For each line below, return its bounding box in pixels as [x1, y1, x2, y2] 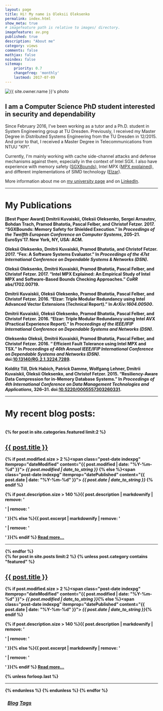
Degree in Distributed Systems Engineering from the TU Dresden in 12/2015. [5, 133, 157, 139]
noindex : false [5, 57, 36, 62]
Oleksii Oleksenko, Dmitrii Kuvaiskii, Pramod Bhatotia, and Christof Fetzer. [5, 246, 158, 252]
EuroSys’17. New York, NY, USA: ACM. [5, 237, 83, 243]
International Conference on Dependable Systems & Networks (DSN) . [5, 256, 149, 262]
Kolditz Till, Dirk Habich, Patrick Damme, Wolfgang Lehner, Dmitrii [5, 366, 141, 372]
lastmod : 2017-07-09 [14, 75, 55, 80]
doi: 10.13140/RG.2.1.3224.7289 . [5, 356, 71, 362]
